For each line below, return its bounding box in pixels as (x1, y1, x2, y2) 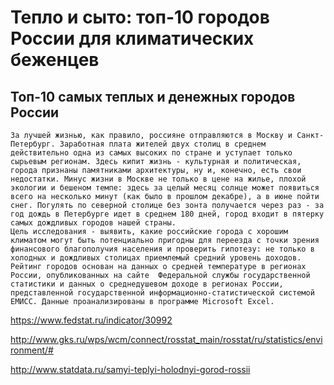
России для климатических (10, 27, 255, 50)
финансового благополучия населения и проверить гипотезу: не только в (10, 244, 315, 254)
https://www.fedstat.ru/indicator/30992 (10, 314, 173, 326)
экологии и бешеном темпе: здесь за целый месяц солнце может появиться (10, 183, 320, 193)
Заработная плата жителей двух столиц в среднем (59, 139, 267, 149)
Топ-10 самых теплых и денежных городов (10, 88, 296, 105)
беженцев (10, 49, 100, 71)
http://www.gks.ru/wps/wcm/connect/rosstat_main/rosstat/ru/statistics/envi (10, 334, 323, 345)
